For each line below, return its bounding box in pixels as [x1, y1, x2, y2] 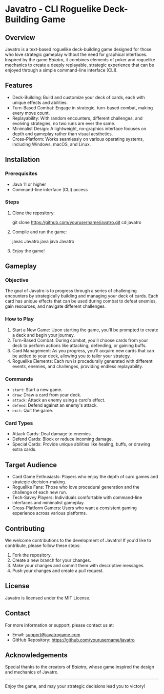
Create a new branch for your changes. [12, 557, 91, 563]
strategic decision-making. [12, 479, 66, 485]
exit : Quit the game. [12, 408, 54, 414]
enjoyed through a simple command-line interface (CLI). [5, 67, 118, 73]
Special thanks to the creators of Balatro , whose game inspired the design [5, 664, 155, 670]
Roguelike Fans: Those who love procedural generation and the [12, 484, 140, 490]
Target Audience [5, 461, 57, 469]
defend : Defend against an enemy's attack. [12, 402, 98, 408]
